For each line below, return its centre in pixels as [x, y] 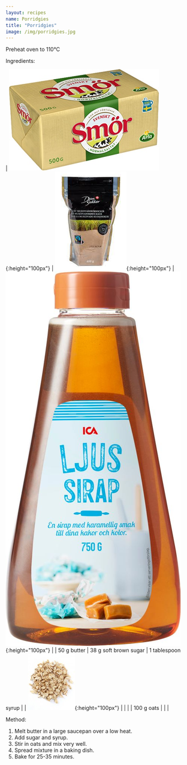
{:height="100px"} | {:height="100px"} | [90, 268]
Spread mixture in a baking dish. [54, 750]
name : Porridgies [27, 19]
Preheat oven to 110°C [33, 49]
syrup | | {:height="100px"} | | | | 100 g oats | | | [87, 708]
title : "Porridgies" [31, 25]
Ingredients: [20, 61]
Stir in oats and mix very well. [51, 744]
